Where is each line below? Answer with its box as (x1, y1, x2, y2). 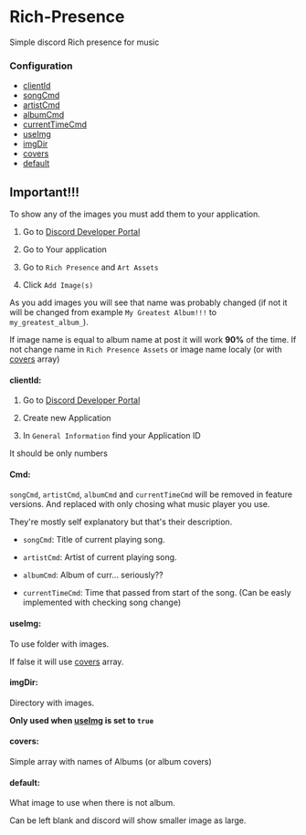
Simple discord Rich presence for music (9, 37, 160, 48)
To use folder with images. (9, 638, 110, 650)
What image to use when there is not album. (9, 798, 175, 809)
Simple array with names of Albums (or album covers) (9, 756, 212, 767)
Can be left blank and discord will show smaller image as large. (9, 815, 247, 826)
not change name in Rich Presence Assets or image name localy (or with (9, 344, 283, 355)
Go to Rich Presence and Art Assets (22, 262, 159, 273)
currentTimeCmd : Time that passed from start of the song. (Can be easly (22, 587, 291, 598)
